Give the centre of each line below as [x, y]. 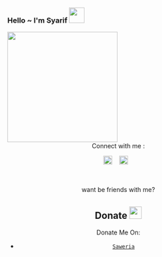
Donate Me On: [118, 232]
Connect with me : [118, 146]
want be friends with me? [118, 190]
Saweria [124, 247]
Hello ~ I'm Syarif [38, 20]
